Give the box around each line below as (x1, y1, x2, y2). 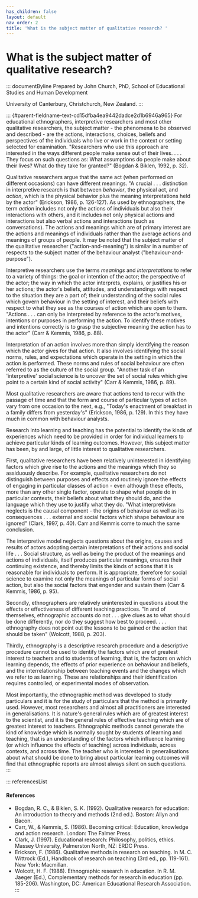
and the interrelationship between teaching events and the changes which (6, 667, 187, 675)
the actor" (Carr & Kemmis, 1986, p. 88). (6, 329, 103, 337)
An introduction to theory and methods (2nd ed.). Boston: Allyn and (14, 811, 179, 818)
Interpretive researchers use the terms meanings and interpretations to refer (6, 267, 192, 274)
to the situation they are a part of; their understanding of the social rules (6, 292, 181, 299)
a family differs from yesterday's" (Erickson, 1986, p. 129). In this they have (6, 409, 189, 416)
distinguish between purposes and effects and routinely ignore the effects (6, 476, 187, 483)
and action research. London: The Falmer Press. (14, 830, 132, 837)
